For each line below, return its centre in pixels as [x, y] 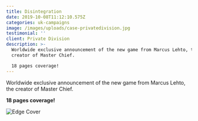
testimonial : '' [26, 33]
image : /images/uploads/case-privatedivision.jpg [68, 28]
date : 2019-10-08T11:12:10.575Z [46, 17]
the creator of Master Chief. [40, 89]
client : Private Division [38, 39]
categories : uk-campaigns [38, 22]
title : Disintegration [34, 11]
